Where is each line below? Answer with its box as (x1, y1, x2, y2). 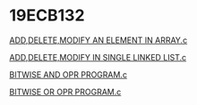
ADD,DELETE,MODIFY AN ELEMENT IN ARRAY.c (9, 35, 188, 45)
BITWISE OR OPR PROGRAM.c (9, 86, 122, 97)
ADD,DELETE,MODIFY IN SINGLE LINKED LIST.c (9, 52, 187, 62)
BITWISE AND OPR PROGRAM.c (9, 69, 128, 80)
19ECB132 (9, 5, 85, 26)
